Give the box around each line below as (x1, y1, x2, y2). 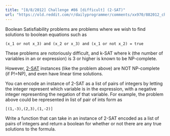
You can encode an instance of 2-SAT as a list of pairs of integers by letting (5, 80, 163, 86)
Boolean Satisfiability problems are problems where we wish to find (5, 26, 146, 32)
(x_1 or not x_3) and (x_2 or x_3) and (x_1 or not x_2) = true (5, 41, 144, 46)
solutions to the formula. (5, 126, 56, 132)
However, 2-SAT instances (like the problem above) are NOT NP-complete (5, 65, 160, 71)
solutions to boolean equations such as (5, 31, 87, 37)
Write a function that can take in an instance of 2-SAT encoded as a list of (5, 115, 159, 121)
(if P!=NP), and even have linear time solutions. (5, 70, 103, 76)
